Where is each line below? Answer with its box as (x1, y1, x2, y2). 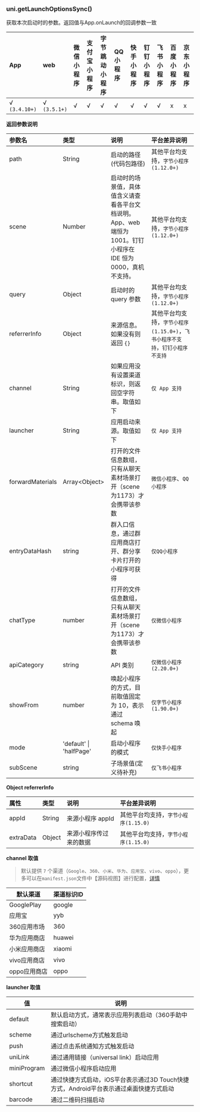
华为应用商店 (9, 934, 46, 942)
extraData (9, 833, 37, 842)
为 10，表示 (111, 701, 145, 710)
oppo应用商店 (9, 967, 48, 976)
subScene (9, 764, 37, 772)
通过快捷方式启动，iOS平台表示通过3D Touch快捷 (50, 1076, 189, 1084)
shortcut (9, 1080, 33, 1088)
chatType (9, 616, 36, 624)
